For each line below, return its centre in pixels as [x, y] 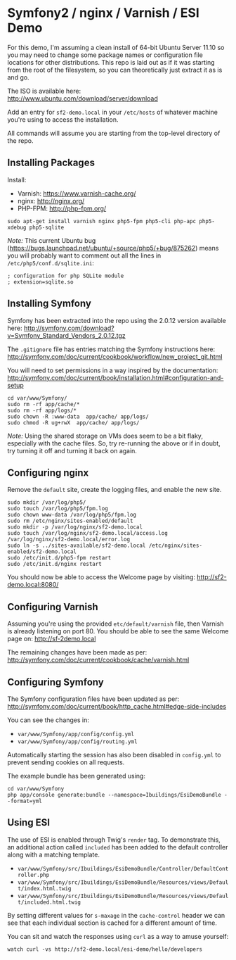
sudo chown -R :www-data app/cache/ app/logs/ [78, 417]
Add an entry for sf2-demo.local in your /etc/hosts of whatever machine [112, 112]
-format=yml [25, 801]
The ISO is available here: [44, 91]
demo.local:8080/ [33, 585]
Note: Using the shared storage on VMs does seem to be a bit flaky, [105, 436]
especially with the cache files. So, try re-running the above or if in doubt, [114, 443]
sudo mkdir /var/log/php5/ [47, 503]
